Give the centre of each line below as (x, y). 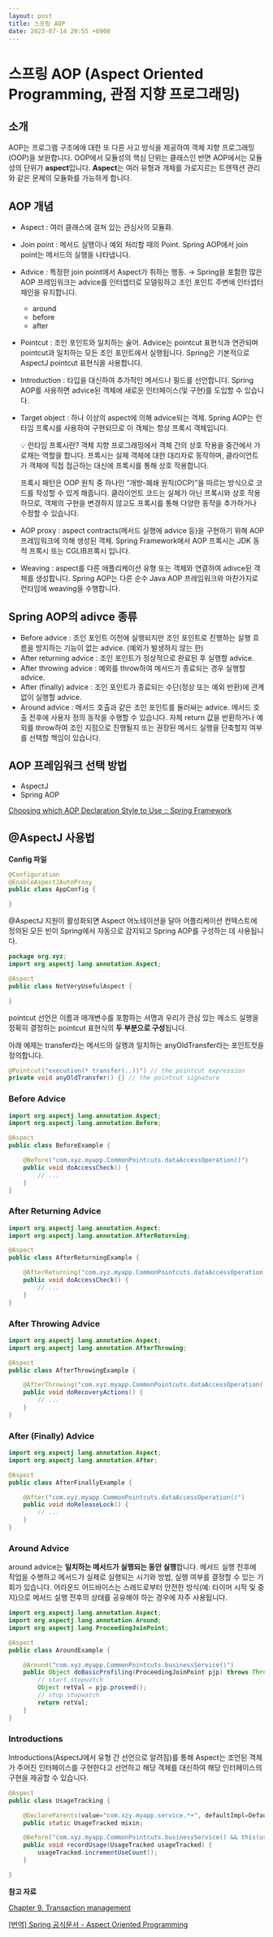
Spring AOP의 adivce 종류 (73, 617)
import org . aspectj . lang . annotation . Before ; (85, 1123)
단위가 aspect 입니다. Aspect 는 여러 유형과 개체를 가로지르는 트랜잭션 (134, 168)
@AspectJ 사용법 (52, 838)
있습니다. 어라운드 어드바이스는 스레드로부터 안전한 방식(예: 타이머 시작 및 (139, 1587)
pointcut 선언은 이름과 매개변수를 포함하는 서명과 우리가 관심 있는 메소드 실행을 (134, 1018)
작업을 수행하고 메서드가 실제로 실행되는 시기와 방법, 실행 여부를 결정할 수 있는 (132, 1577)
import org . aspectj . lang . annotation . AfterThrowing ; (97, 1348)
